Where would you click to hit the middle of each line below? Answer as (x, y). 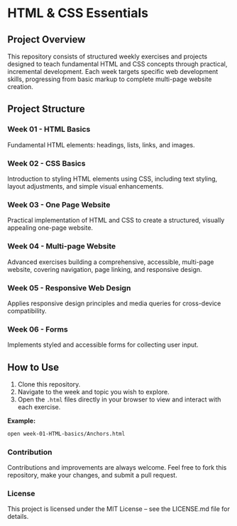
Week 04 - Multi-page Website (61, 246)
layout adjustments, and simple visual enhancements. (86, 186)
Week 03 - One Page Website (59, 204)
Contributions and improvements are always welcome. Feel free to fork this (117, 468)
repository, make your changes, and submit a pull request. (92, 475)
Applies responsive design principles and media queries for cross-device (114, 303)
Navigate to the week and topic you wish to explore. (94, 391)
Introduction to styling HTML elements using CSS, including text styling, (112, 179)
